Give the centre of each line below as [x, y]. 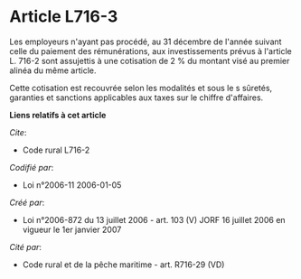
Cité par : [26, 246]
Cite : [18, 132]
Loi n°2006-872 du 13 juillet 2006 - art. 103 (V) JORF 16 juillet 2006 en [154, 219]
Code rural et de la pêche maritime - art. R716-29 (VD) [123, 265]
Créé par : [27, 202]
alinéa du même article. [53, 70]
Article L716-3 [64, 17]
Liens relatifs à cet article [58, 115]
